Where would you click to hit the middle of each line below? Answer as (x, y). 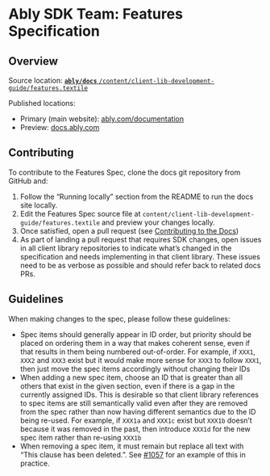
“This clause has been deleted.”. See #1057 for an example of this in (133, 454)
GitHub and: (28, 181)
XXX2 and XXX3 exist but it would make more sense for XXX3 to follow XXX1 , (141, 360)
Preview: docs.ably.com (60, 127)
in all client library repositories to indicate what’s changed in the (126, 248)
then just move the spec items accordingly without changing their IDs (135, 369)
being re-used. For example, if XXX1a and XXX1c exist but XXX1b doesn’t (136, 420)
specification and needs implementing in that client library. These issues (140, 256)
